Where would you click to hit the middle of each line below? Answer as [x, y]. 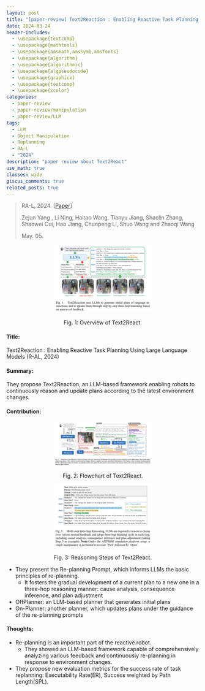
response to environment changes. [68, 662]
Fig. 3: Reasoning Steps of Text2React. [103, 557]
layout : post [23, 13]
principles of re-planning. [47, 576]
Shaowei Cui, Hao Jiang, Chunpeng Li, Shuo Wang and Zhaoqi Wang [108, 224]
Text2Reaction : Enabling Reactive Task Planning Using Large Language [97, 350]
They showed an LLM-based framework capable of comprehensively [111, 649]
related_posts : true [33, 188]
